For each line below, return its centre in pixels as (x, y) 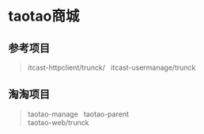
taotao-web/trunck (58, 122)
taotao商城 (44, 16)
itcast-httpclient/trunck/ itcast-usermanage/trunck (111, 67)
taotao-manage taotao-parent (78, 114)
